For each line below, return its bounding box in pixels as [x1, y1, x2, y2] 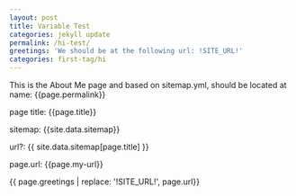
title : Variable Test [9, 22, 91, 31]
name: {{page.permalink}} [9, 89, 106, 100]
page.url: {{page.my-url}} [9, 159, 103, 169]
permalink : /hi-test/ [9, 38, 91, 48]
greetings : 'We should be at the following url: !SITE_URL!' [9, 47, 244, 56]
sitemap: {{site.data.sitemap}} [9, 124, 121, 135]
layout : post [9, 13, 58, 22]
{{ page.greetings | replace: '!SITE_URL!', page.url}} [9, 176, 201, 187]
